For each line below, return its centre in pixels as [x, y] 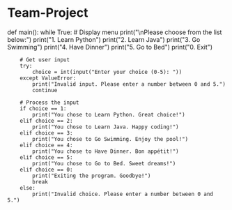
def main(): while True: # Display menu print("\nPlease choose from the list [115, 32]
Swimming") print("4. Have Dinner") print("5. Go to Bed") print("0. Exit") [110, 47]
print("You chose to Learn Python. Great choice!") [109, 114]
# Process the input [49, 103]
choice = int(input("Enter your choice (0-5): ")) [107, 72]
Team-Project [48, 13]
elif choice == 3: [46, 133]
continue [45, 90]
